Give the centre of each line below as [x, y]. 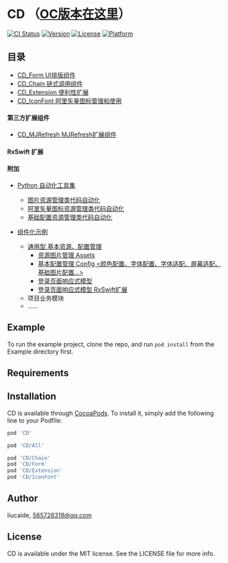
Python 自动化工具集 [46, 185]
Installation [32, 397]
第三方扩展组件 [28, 118]
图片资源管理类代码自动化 [64, 200]
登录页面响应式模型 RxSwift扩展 [83, 289]
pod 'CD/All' [26, 445]
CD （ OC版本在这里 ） [69, 14]
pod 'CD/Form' [28, 464]
